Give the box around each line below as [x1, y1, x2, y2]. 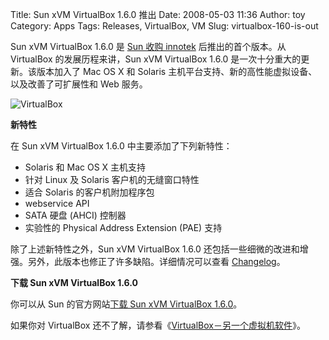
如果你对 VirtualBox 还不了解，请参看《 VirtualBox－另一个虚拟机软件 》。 [10, 319, 306, 331]
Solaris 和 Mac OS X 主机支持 [24, 161, 147, 173]
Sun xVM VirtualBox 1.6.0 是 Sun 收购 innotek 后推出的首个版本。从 [10, 41, 287, 52]
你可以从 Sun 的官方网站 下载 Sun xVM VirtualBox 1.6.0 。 [10, 298, 243, 310]
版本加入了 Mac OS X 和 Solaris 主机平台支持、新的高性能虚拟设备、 [36, 66, 318, 77]
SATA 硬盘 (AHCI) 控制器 [24, 209, 127, 221]
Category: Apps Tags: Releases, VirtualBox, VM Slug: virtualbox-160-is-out [10, 20, 319, 32]
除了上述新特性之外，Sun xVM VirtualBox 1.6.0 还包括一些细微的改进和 [10, 243, 300, 255]
